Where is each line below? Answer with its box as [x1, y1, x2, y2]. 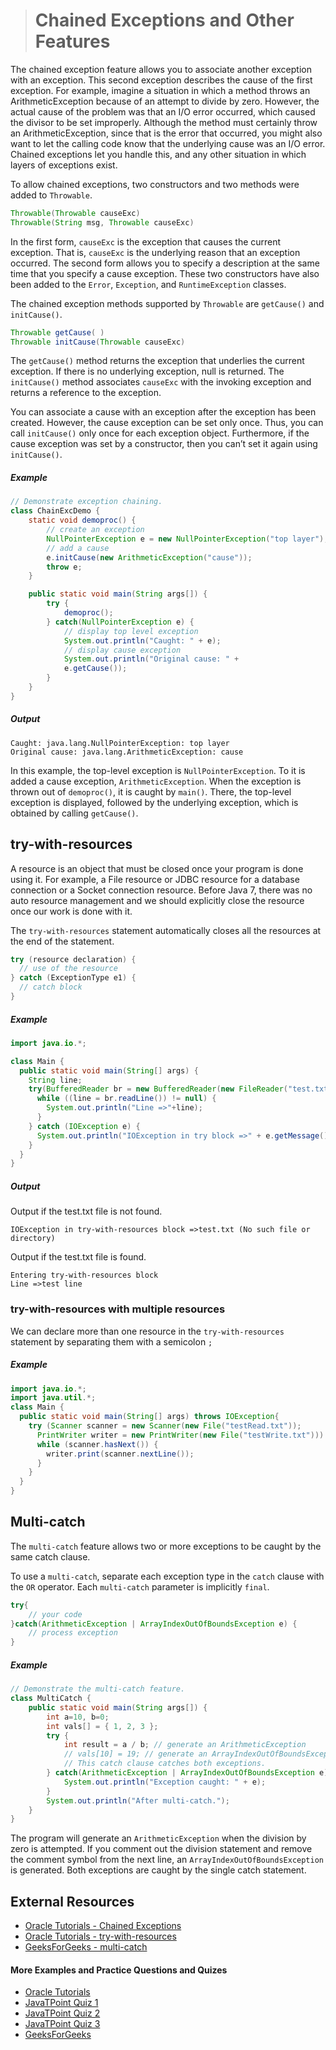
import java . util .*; [10, 1393, 97, 1403]
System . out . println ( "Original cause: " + [63, 654, 240, 664]
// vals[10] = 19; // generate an [63, 1749, 208, 1759]
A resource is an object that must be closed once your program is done [10, 862, 304, 874]
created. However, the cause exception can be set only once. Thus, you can [10, 417, 324, 429]
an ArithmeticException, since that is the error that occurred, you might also [10, 127, 323, 139]
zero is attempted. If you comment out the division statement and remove [10, 1843, 313, 1855]
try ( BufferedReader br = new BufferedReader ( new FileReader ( [28, 1084, 288, 1094]
